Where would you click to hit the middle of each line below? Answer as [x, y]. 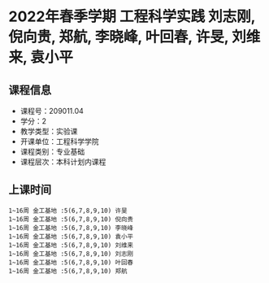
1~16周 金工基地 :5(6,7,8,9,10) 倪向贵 [71, 219]
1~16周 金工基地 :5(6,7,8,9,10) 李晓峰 [71, 228]
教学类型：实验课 [49, 131]
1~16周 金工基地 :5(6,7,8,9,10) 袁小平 [71, 237]
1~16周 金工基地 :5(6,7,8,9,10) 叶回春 [71, 262]
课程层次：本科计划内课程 [63, 162]
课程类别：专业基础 [52, 152]
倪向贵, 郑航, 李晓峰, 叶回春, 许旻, [119, 37]
